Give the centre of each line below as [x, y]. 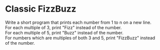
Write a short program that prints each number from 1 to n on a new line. [78, 22]
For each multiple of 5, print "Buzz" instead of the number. [64, 33]
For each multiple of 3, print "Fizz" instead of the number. [64, 27]
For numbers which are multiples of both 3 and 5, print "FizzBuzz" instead [80, 38]
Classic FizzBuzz [41, 9]
